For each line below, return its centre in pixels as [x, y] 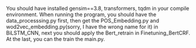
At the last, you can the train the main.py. [56, 39]
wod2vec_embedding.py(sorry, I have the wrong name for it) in [82, 27]
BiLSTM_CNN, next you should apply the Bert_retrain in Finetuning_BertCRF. [98, 33]
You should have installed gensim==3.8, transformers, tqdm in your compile [98, 8]
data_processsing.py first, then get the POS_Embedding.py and [83, 21]
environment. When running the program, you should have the [81, 14]
